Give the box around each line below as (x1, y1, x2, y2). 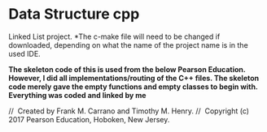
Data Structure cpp (8, 5, 140, 23)
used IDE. (8, 49, 41, 58)
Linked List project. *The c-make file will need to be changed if (8, 32, 221, 41)
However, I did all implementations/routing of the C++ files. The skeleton (8, 73, 260, 83)
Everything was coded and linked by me (8, 90, 147, 100)
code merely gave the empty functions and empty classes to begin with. (8, 82, 258, 92)
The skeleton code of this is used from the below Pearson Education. (8, 64, 246, 74)
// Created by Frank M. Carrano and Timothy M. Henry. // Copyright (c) (8, 106, 250, 116)
